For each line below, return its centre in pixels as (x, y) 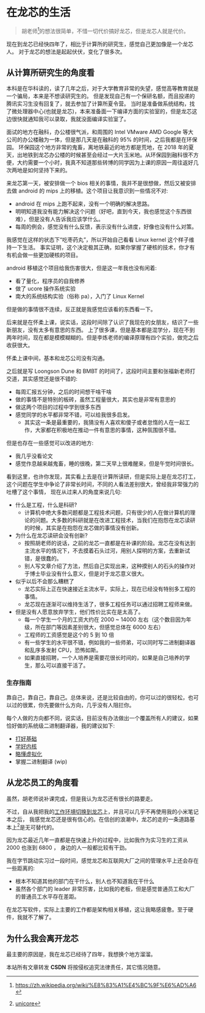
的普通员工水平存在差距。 (47, 897)
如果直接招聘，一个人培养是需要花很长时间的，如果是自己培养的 (104, 658)
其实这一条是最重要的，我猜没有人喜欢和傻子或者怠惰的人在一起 (104, 422)
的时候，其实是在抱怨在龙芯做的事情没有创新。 (83, 528)
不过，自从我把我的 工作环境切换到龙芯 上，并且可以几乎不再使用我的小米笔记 (103, 811)
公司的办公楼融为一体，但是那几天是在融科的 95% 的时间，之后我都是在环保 (102, 140)
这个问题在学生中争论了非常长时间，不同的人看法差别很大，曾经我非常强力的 (103, 484)
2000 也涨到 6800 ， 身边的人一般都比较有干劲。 (68, 848)
